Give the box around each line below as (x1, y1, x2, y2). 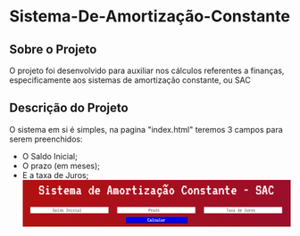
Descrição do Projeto (9, 101, 129, 116)
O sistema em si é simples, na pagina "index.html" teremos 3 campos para (9, 124, 283, 134)
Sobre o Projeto (9, 42, 97, 57)
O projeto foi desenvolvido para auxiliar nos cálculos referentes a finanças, (9, 65, 285, 76)
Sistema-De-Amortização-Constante (9, 6, 290, 27)
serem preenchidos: (9, 134, 83, 144)
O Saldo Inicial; (21, 151, 78, 161)
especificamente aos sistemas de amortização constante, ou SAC (9, 75, 252, 85)
